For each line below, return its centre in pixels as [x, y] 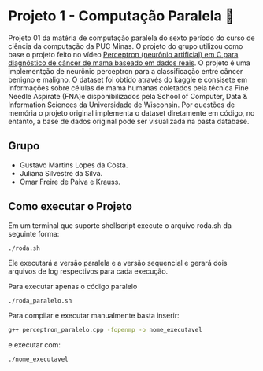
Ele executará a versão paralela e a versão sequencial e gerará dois [118, 263]
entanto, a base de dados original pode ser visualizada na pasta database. [129, 121]
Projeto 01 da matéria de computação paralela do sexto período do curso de [131, 38]
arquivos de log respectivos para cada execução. [88, 271]
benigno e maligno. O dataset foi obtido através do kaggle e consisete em [128, 79]
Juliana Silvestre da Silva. [61, 173]
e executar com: [35, 345]
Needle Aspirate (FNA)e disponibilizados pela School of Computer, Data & [128, 96]
